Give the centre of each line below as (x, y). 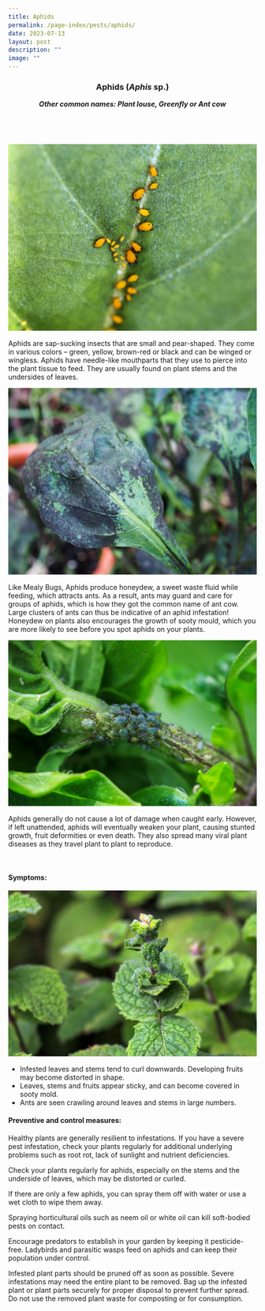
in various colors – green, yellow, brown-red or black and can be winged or (130, 352)
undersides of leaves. (43, 377)
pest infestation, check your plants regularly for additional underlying (120, 1147)
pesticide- (227, 1242)
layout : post (30, 42)
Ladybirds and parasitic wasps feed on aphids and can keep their (131, 1250)
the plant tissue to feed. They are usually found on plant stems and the (123, 369)
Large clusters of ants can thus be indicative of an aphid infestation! (119, 613)
